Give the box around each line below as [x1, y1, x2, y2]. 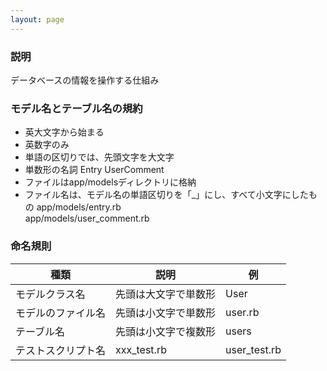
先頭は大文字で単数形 [115, 287, 217, 301]
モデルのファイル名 [15, 306, 107, 320]
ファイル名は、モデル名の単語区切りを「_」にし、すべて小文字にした [24, 189, 309, 201]
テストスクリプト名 [15, 343, 107, 357]
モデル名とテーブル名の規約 [10, 101, 143, 115]
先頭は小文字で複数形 [115, 324, 217, 338]
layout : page [10, 14, 65, 25]
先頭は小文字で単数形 [115, 306, 217, 320]
